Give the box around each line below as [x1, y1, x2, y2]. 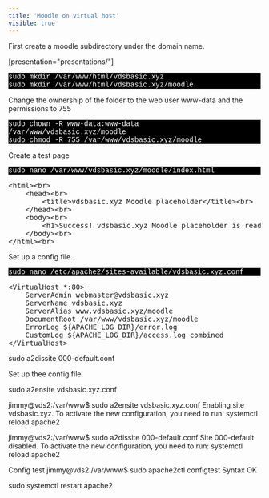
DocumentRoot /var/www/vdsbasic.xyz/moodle [25, 314, 199, 323]
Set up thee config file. [8, 369, 84, 379]
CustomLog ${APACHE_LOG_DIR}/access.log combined [25, 330, 224, 339]
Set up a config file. [8, 251, 74, 261]
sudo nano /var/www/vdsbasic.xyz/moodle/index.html [8, 166, 215, 175]
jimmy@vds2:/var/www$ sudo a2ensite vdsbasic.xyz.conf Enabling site [8, 400, 245, 409]
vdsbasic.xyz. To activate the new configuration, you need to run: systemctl [8, 408, 259, 418]
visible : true [8, 19, 56, 27]
